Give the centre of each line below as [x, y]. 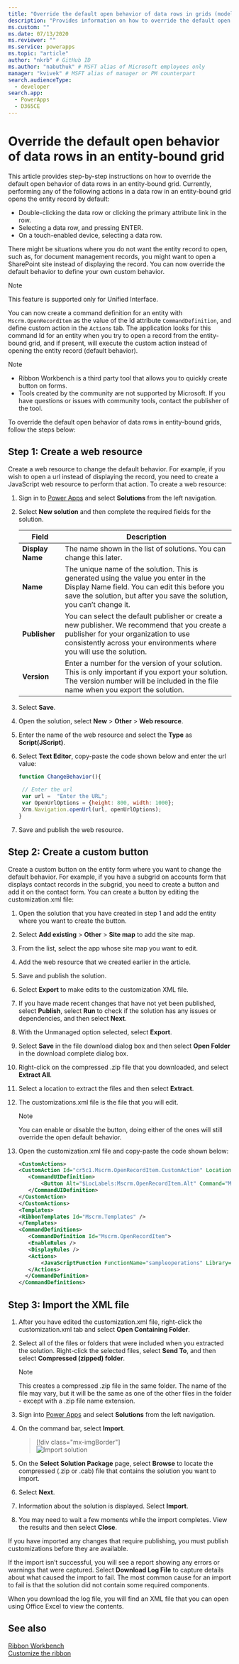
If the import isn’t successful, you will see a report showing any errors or [114, 1562]
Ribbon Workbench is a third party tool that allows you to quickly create [123, 378]
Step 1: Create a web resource [76, 452]
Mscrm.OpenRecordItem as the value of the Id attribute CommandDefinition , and [120, 320]
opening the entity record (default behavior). [73, 350]
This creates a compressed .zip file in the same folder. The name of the [122, 1386]
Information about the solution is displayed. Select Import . [103, 1506]
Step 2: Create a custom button [78, 852]
